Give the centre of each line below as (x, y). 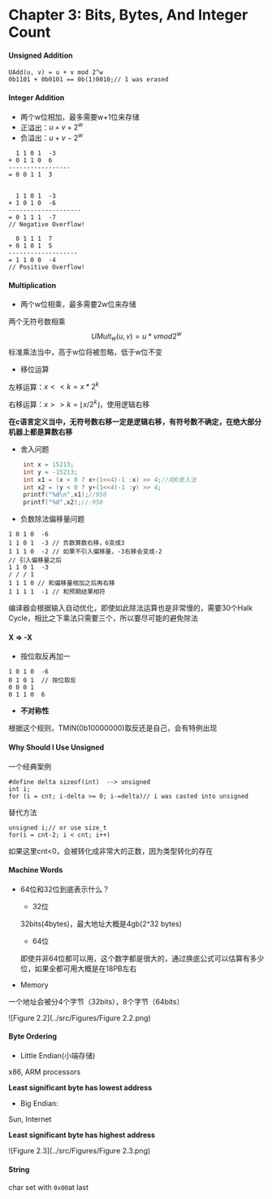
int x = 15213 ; (49, 464)
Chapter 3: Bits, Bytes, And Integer (128, 15)
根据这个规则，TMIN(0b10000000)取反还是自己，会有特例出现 (113, 728)
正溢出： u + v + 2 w (52, 126)
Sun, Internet (30, 1119)
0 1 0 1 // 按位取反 (43, 680)
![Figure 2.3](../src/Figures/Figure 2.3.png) (80, 1150)
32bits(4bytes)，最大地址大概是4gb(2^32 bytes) (101, 923)
